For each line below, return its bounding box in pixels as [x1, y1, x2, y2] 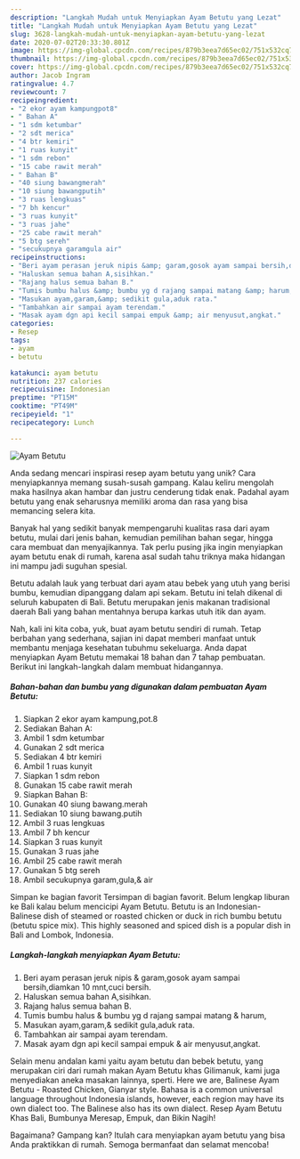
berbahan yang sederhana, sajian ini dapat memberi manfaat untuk [10, 633, 256, 644]
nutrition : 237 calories [10, 377, 102, 385]
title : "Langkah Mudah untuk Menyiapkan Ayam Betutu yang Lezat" [10, 21, 257, 30]
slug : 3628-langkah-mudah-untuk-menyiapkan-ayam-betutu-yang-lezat [10, 29, 266, 38]
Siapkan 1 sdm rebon [22, 770, 101, 781]
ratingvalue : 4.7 [10, 79, 75, 88]
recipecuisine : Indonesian [10, 385, 110, 394]
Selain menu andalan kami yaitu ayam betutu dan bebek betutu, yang [10, 1056, 264, 1066]
